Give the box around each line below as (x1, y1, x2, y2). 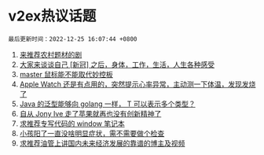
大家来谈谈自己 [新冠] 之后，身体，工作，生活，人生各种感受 (19, 60, 214, 69)
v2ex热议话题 (8, 7, 97, 25)
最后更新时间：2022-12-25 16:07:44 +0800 (8, 35, 137, 43)
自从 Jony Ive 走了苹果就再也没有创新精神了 (19, 109, 162, 118)
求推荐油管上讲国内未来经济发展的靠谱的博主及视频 (19, 138, 185, 148)
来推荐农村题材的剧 (19, 50, 82, 59)
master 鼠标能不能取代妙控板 (19, 69, 114, 79)
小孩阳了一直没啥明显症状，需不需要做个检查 (19, 128, 165, 138)
